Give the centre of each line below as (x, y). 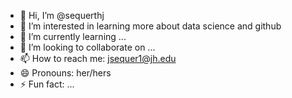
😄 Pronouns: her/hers (65, 73)
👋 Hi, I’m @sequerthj (62, 15)
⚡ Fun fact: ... (47, 84)
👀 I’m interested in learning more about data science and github (150, 26)
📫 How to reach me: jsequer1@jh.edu (98, 58)
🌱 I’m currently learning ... (73, 36)
